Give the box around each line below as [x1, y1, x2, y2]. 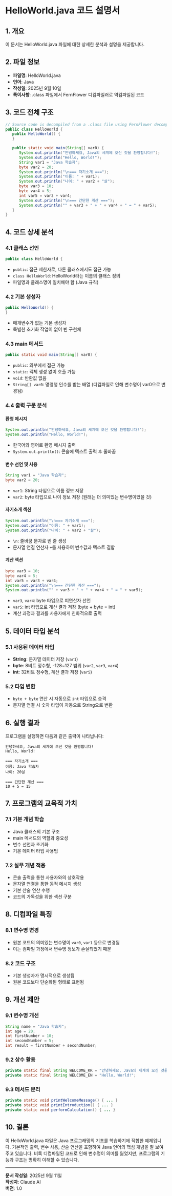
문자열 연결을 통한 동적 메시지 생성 [12, 881, 81, 887]
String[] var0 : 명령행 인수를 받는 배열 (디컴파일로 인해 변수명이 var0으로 [12, 382, 160, 388]
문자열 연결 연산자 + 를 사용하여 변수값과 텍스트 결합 [12, 544, 115, 550]
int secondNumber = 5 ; [5, 1038, 54, 1044]
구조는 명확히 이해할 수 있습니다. [14, 1157, 79, 1163]
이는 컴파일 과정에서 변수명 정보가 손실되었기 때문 [12, 946, 112, 952]
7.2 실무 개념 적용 [5, 862, 46, 869]
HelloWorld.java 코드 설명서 [5, 5, 120, 16]
